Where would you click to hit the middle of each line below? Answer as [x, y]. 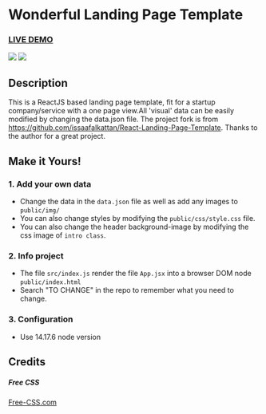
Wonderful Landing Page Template [126, 15]
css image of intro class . [63, 235]
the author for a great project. [57, 136]
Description [38, 83]
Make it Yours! [45, 161]
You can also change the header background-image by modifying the [134, 227]
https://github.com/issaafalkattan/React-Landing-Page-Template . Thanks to [133, 128]
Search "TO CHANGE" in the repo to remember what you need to [127, 290]
